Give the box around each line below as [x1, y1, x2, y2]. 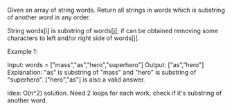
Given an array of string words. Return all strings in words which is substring [7, 6, 225, 14]
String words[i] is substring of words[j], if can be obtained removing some [7, 27, 218, 35]
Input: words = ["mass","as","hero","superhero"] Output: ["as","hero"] [7, 61, 204, 68]
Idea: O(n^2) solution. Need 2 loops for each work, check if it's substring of [7, 89, 222, 97]
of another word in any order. [7, 13, 91, 21]
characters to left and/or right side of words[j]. [7, 34, 140, 42]
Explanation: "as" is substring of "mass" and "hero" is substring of [7, 68, 197, 76]
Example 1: [7, 48, 38, 55]
